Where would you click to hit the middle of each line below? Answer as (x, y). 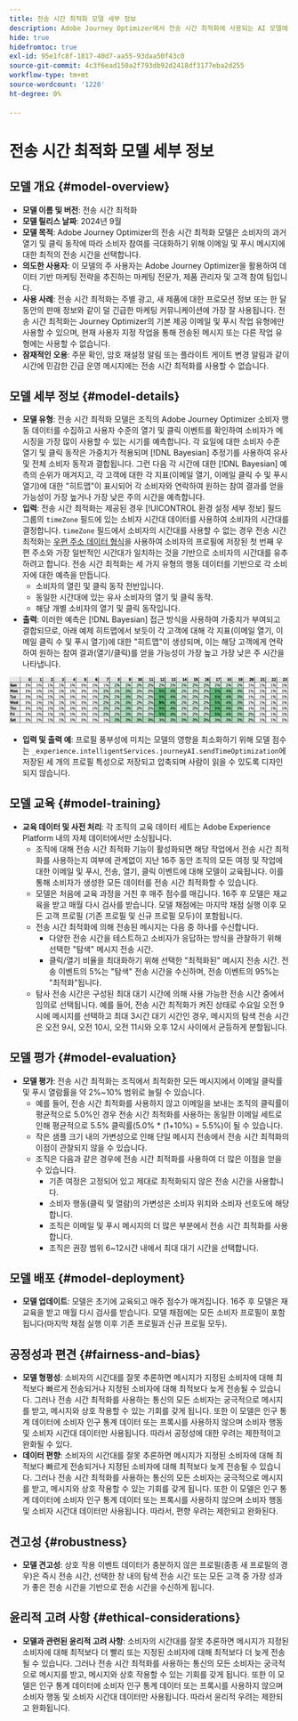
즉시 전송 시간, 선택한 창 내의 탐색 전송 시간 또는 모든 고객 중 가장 (154, 1576)
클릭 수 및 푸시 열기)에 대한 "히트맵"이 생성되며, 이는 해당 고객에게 (153, 642)
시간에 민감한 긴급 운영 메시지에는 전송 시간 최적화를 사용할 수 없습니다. (145, 366)
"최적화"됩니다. (75, 982)
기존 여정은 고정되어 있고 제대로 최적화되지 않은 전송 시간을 (151, 1181)
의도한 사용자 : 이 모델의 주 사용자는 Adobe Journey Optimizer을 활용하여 (149, 265)
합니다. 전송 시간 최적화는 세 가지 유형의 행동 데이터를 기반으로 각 (158, 564)
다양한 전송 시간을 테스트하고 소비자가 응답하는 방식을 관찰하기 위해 (165, 938)
